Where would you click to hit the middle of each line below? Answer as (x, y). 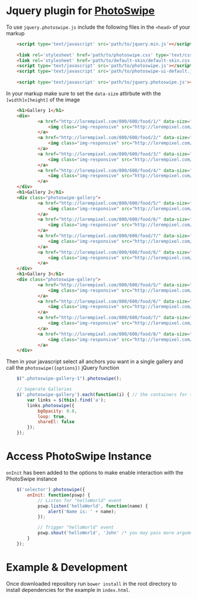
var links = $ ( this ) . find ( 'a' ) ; (67, 400)
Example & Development (67, 567)
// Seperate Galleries (44, 389)
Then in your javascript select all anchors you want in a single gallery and (95, 361)
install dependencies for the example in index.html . (68, 590)
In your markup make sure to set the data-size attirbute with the (84, 93)
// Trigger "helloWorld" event (76, 527)
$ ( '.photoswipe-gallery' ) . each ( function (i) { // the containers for (102, 395)
